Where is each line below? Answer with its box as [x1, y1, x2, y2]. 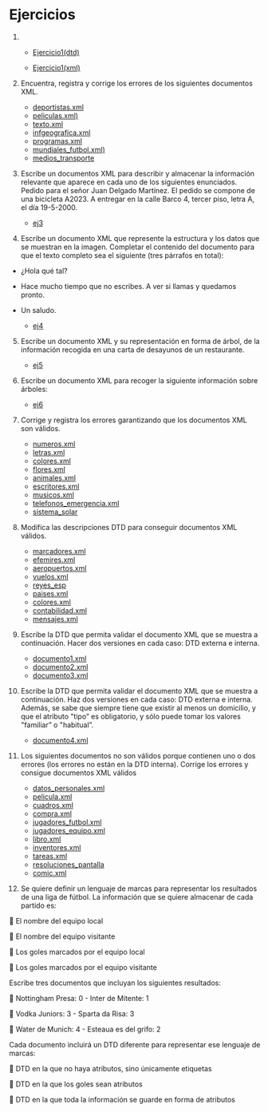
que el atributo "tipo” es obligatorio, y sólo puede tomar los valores [20, 711, 242, 721]
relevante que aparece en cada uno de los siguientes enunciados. [20, 177, 238, 187]
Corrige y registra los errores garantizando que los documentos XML [20, 415, 248, 425]
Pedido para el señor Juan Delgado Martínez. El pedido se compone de [20, 185, 256, 195]
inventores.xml [32, 842, 81, 852]
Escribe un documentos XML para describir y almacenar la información [20, 168, 254, 178]
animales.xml [32, 473, 77, 482]
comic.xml [32, 868, 67, 877]
